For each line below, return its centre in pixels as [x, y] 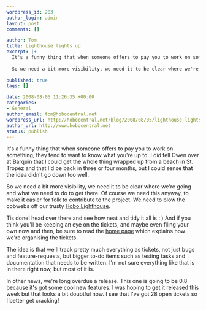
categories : [21, 103]
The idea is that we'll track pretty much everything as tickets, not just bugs [101, 250]
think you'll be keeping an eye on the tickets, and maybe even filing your [97, 225]
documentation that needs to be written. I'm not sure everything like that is [101, 263]
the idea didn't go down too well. [48, 175]
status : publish [27, 131]
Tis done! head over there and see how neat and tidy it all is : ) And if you [99, 218]
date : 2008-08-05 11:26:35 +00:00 [51, 97]
